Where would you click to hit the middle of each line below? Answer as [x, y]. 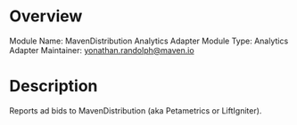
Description [54, 86]
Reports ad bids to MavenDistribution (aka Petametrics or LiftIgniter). [136, 110]
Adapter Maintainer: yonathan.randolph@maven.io [102, 50]
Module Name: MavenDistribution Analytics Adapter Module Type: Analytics [149, 41]
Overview [46, 16]
